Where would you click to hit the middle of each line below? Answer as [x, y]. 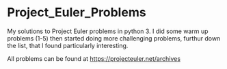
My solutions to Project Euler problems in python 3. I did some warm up [108, 31]
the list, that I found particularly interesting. [68, 45]
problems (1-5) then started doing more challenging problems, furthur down [114, 38]
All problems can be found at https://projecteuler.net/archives [94, 58]
